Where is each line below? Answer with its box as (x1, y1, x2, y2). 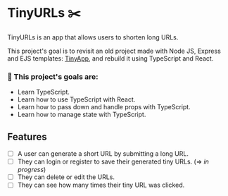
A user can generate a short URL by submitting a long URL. (17, 149, 189, 158)
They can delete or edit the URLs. (17, 173, 115, 181)
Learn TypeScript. (17, 88, 70, 97)
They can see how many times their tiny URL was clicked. (17, 180, 185, 190)
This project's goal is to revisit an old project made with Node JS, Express (7, 47, 222, 55)
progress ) (17, 166, 46, 174)
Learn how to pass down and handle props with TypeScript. (17, 103, 191, 111)
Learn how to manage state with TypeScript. (17, 110, 146, 119)
